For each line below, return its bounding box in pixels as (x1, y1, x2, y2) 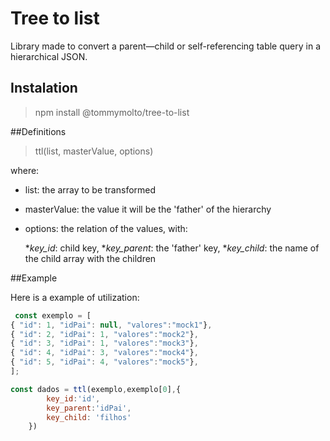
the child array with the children (24, 252, 157, 264)
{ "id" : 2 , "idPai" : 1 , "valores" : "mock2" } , (10, 329, 199, 339)
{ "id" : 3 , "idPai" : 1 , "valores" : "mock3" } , (10, 338, 199, 349)
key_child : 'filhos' (46, 412, 132, 422)
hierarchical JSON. (10, 50, 88, 62)
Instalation (10, 80, 78, 97)
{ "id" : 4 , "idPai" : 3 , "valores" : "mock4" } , (10, 348, 199, 358)
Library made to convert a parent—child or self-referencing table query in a (10, 40, 321, 52)
